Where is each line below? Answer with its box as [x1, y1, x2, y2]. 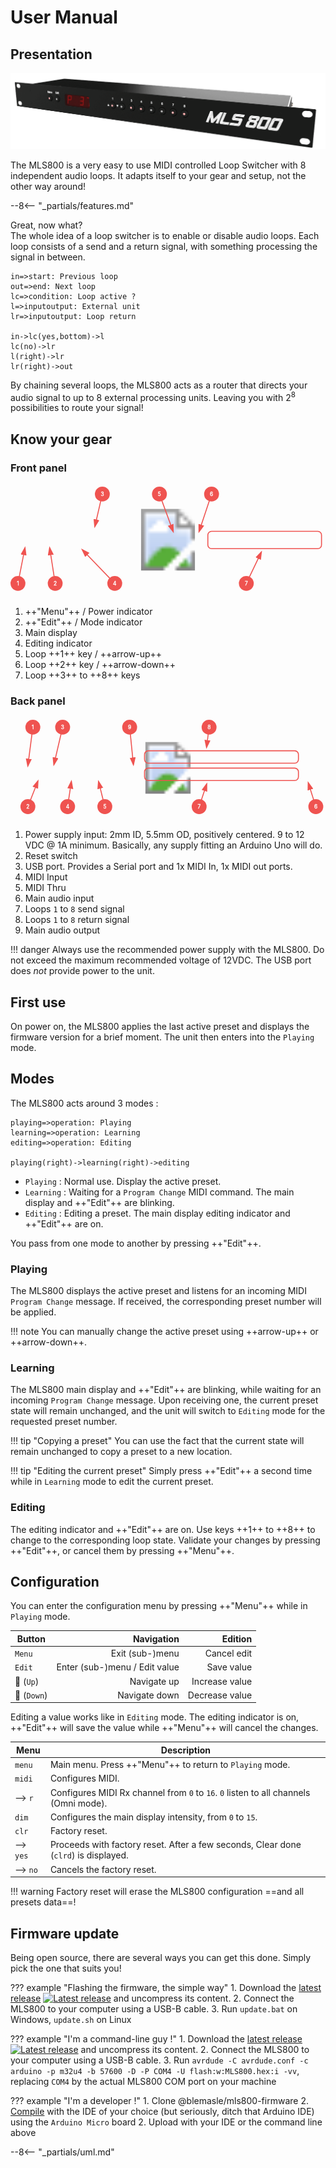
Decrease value [187, 1689, 253, 1701]
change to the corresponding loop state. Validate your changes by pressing [10, 1534, 321, 1546]
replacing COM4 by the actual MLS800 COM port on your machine [10, 2076, 277, 2088]
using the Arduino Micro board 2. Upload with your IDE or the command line [10, 2116, 323, 2128]
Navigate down [117, 1689, 180, 1701]
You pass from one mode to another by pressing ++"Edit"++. [10, 1237, 262, 1249]
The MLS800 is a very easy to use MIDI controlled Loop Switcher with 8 [10, 159, 307, 171]
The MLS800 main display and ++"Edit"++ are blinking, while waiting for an [10, 1384, 322, 1396]
